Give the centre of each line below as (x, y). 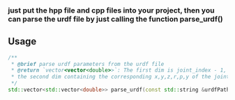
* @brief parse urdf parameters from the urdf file (88, 64)
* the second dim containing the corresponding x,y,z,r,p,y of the (111, 77)
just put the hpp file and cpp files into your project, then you (111, 10)
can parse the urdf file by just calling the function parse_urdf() (116, 19)
